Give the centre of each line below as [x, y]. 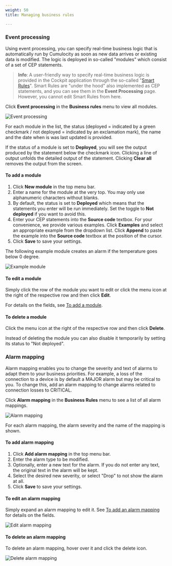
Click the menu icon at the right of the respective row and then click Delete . [85, 328]
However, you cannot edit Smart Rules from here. [70, 96]
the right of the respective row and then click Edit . [58, 295]
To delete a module [26, 317]
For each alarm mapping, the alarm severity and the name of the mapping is [85, 425]
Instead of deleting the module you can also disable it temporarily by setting [85, 338]
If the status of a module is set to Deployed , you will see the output [76, 147]
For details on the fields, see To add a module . [54, 305]
